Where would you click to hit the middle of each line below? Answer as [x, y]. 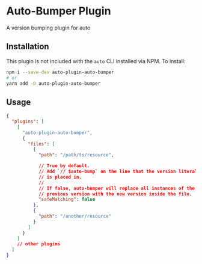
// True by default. [64, 166]
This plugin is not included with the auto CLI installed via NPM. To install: [96, 61]
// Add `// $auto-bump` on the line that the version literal [118, 172]
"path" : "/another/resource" [75, 216]
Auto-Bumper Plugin [59, 11]
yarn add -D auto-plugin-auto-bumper [54, 83]
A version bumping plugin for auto [48, 28]
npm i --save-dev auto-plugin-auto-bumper [60, 72]
